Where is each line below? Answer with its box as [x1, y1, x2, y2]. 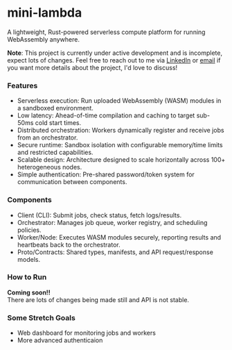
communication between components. [17, 178, 127, 186]
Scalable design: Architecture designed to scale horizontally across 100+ [17, 156, 226, 164]
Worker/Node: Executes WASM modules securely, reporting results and [17, 233, 222, 241]
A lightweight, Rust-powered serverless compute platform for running [7, 28, 206, 36]
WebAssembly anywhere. [7, 35, 80, 43]
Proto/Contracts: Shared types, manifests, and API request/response [17, 248, 213, 256]
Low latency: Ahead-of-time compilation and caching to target [17, 111, 195, 119]
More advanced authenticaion [17, 336, 103, 344]
